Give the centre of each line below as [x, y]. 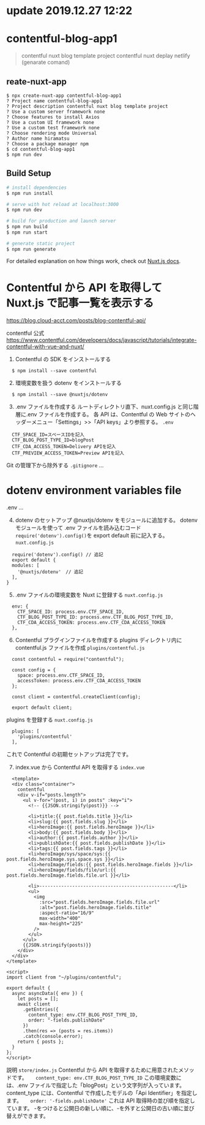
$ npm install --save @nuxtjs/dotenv [60, 394]
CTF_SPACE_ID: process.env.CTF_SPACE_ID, [71, 612]
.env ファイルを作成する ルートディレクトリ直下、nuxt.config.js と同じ [104, 406]
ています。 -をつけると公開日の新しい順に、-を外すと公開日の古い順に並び [100, 1108]
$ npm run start [27, 232]
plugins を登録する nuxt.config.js [50, 719]
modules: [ [26, 565]
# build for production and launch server [61, 221]
